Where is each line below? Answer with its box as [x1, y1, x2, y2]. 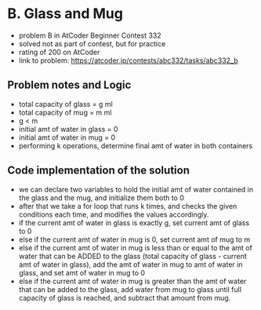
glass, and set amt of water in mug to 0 [18, 268, 146, 277]
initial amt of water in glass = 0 [18, 124, 118, 133]
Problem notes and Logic [7, 78, 132, 92]
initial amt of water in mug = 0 [18, 133, 115, 142]
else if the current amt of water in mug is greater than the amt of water [18, 276, 247, 286]
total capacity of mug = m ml [18, 108, 112, 117]
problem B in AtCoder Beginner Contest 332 [18, 31, 161, 40]
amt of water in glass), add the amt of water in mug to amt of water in [18, 260, 243, 269]
